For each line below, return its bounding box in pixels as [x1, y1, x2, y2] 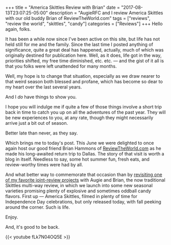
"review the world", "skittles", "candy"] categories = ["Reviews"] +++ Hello [5, 20, 163, 27]
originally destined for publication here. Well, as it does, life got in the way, [5, 52, 162, 58]
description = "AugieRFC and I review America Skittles [49, 10, 163, 16]
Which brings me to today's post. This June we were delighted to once [5, 140, 154, 146]
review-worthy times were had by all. [5, 162, 83, 168]
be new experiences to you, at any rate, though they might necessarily [5, 115, 154, 121]
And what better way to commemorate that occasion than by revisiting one [5, 171, 162, 177]
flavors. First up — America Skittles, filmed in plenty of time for [5, 193, 138, 199]
